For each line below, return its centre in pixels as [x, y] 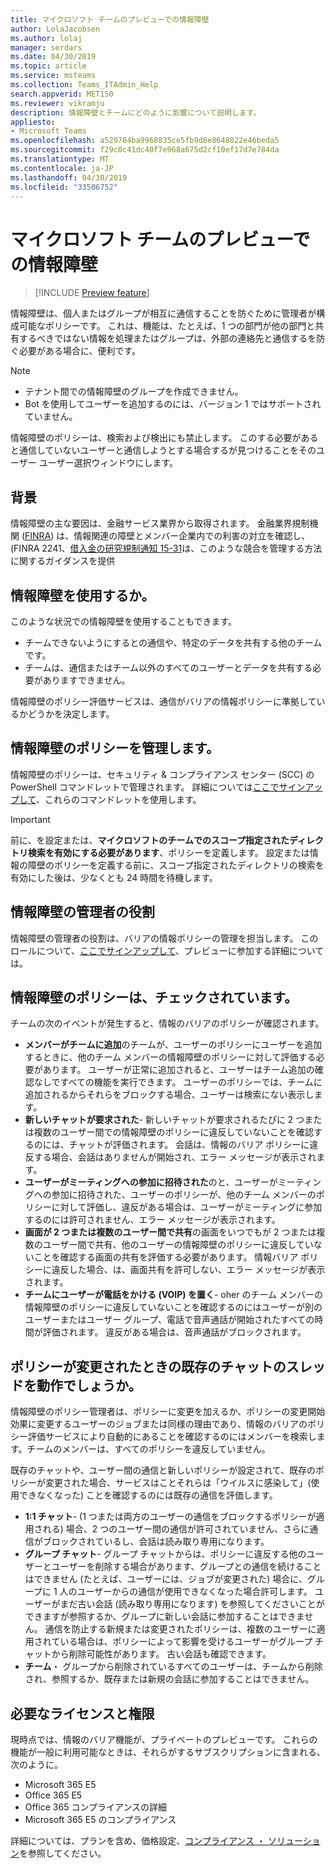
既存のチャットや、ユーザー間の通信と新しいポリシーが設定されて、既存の [163, 1470]
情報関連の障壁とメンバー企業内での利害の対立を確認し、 [192, 536]
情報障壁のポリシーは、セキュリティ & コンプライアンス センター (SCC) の [162, 774]
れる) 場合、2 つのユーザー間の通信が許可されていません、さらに [176, 1529]
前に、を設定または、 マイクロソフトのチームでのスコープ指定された [150, 840]
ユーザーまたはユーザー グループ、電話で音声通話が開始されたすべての [169, 1320]
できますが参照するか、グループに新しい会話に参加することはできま [164, 1617]
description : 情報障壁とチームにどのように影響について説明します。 [136, 112]
